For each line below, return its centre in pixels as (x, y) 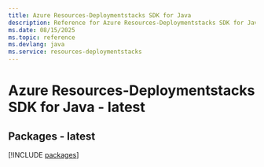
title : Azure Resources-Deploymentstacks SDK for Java (100, 15)
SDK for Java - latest (77, 107)
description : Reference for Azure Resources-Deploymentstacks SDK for (126, 23)
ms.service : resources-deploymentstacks (75, 52)
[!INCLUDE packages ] (44, 155)
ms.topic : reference (42, 37)
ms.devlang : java (37, 45)
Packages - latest (52, 136)
